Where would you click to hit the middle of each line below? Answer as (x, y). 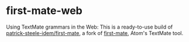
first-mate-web (44, 11)
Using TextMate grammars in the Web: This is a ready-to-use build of (90, 27)
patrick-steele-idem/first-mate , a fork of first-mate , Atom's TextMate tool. (94, 33)
